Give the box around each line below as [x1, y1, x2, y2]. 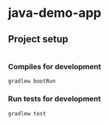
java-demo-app [8, 5, 102, 21]
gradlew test [8, 110, 47, 117]
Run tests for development [8, 94, 102, 104]
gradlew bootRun [8, 77, 56, 85]
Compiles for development [8, 61, 102, 71]
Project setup [8, 33, 69, 45]
